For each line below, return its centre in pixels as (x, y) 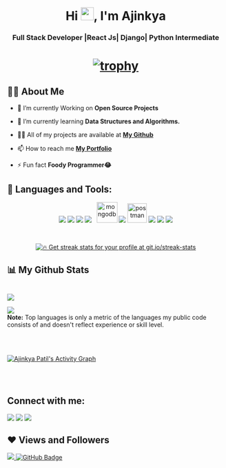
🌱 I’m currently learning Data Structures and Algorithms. (99, 121)
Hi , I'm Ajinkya (116, 16)
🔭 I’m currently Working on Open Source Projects (88, 108)
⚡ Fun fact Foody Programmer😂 (64, 165)
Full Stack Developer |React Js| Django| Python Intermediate (116, 38)
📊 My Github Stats (48, 270)
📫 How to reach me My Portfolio (64, 149)
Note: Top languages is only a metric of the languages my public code (107, 317)
